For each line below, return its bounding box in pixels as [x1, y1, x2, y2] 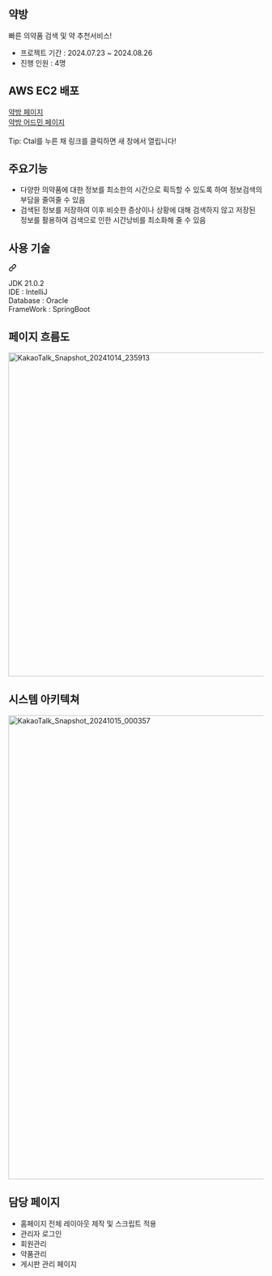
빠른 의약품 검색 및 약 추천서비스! [8, 31, 113, 41]
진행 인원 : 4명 [19, 58, 66, 67]
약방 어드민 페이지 [8, 117, 65, 127]
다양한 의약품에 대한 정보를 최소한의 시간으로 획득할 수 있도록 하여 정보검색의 [19, 185, 263, 194]
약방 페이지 [8, 107, 44, 117]
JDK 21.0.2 [8, 279, 45, 288]
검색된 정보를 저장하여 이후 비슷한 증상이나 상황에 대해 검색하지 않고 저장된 [19, 205, 257, 215]
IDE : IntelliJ [8, 287, 48, 297]
